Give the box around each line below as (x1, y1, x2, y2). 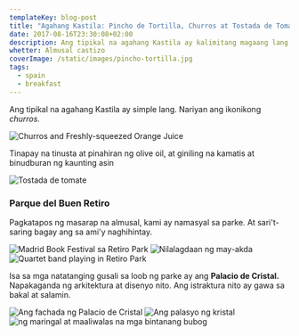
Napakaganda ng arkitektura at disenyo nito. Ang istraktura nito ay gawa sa (9, 280, 285, 291)
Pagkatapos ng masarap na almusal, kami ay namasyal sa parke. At (9, 217, 255, 227)
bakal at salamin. (9, 289, 71, 299)
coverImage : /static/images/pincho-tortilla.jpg (9, 54, 193, 63)
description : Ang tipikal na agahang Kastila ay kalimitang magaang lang (9, 37, 289, 47)
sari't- (256, 217, 279, 227)
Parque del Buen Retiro (9, 197, 110, 209)
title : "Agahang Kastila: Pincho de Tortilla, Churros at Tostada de (9, 21, 273, 30)
